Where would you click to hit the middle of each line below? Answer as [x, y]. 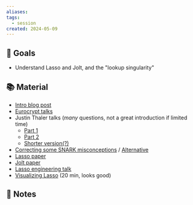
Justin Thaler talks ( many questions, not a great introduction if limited [101, 118]
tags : [13, 17]
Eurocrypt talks [34, 111]
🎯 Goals [21, 53]
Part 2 [31, 137]
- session [24, 23]
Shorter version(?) [46, 143]
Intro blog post [33, 105]
